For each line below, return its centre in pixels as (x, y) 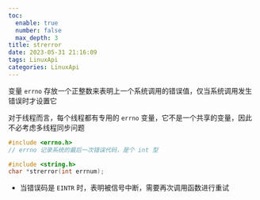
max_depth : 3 (37, 38)
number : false (38, 30)
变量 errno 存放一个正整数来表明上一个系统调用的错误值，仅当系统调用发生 (130, 90)
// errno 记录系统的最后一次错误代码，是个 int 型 (83, 150)
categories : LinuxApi (44, 67)
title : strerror (35, 45)
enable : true (37, 23)
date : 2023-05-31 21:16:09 (53, 52)
